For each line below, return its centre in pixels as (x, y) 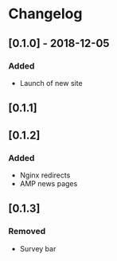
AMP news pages (49, 183)
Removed (27, 232)
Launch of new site (51, 83)
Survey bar (38, 248)
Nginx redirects (45, 175)
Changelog (45, 14)
